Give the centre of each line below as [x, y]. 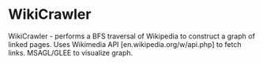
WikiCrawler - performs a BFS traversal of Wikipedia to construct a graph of [131, 36]
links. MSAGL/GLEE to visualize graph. [71, 52]
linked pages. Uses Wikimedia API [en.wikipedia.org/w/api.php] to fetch [125, 44]
